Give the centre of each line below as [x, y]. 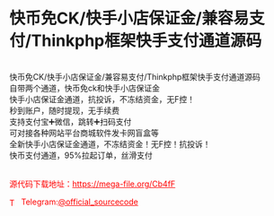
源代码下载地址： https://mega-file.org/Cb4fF [93, 184]
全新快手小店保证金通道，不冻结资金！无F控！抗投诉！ [110, 143]
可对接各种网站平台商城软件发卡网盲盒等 [84, 133]
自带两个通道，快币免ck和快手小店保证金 [84, 88]
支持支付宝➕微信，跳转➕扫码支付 [71, 121]
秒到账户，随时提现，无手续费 [64, 110]
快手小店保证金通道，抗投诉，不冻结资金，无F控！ [102, 99]
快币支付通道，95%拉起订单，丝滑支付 [81, 155]
